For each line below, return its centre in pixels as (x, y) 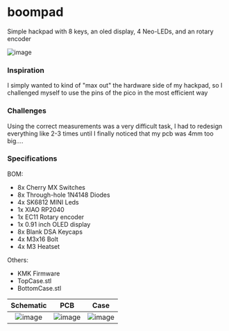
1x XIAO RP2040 (41, 209)
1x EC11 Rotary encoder (51, 217)
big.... (15, 140)
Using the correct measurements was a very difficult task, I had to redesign (115, 126)
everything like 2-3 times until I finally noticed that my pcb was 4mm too (110, 134)
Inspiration (26, 70)
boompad (35, 12)
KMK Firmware (39, 273)
